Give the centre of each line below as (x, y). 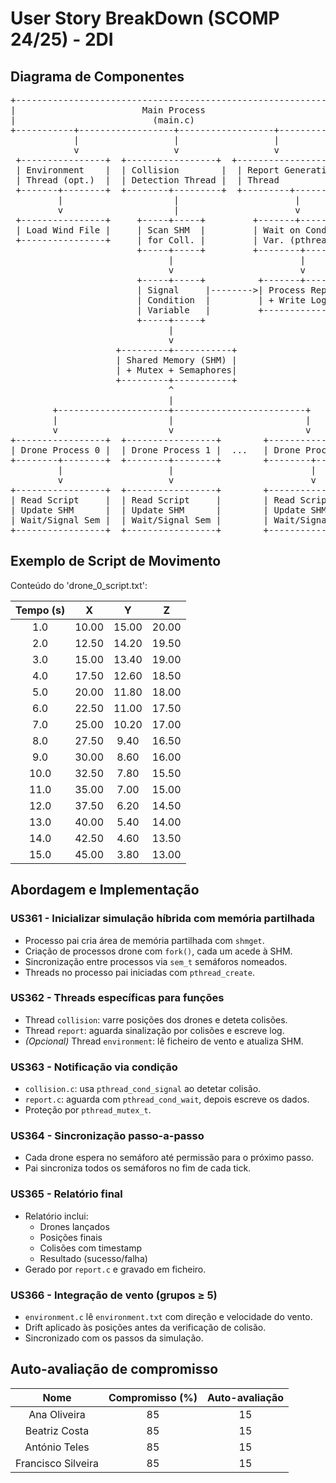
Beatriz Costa (57, 1430)
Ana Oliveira (57, 1414)
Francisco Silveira (57, 1463)
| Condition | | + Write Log (231, 300)
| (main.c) (103, 120)
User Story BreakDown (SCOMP (145, 18)
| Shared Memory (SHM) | (176, 360)
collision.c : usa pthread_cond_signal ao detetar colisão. (143, 1089)
